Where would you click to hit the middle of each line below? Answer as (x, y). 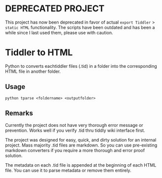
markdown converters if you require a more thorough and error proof (75, 150)
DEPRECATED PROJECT (55, 9)
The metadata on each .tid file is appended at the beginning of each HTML (81, 165)
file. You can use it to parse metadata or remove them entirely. (68, 170)
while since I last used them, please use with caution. (59, 32)
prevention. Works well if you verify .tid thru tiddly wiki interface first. (75, 130)
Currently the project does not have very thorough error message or (74, 125)
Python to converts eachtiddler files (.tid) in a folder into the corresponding (81, 66)
